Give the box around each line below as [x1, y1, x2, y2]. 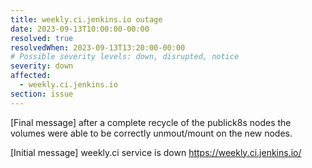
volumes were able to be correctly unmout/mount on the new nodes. [10, 127, 293, 139]
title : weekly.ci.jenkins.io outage [10, 14, 163, 25]
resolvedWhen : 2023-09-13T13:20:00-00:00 [10, 42, 186, 53]
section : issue [10, 89, 74, 99]
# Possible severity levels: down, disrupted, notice [10, 52, 240, 62]
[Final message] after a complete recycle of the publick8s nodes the [10, 116, 292, 128]
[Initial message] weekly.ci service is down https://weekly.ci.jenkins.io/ [10, 146, 302, 158]
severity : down [10, 61, 74, 71]
